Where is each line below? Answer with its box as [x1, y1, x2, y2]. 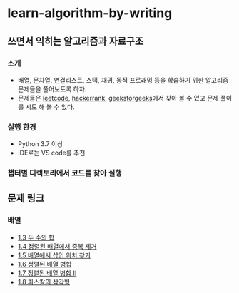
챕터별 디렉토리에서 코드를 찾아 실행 [7, 168, 123, 178]
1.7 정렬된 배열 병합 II [17, 269, 77, 277]
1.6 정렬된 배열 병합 [17, 259, 72, 268]
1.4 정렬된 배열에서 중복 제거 [17, 242, 97, 250]
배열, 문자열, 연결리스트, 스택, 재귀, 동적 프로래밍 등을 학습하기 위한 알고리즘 [17, 76, 229, 84]
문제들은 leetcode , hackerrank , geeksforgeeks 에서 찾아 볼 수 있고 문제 [17, 93, 219, 102]
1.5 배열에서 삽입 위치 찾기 [17, 251, 91, 259]
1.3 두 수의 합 [17, 233, 55, 242]
